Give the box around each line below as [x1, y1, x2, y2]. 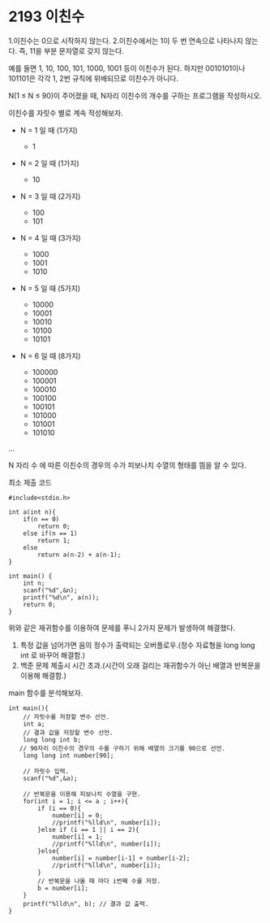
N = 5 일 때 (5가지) [19, 283, 81, 293]
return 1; [37, 536, 71, 545]
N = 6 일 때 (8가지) [19, 350, 81, 360]
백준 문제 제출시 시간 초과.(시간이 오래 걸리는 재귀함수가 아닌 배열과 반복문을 [19, 660, 261, 670]
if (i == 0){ [37, 804, 82, 812]
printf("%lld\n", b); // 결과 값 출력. [23, 899, 149, 908]
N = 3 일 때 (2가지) [19, 191, 81, 201]
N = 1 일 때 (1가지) [19, 125, 79, 135]
